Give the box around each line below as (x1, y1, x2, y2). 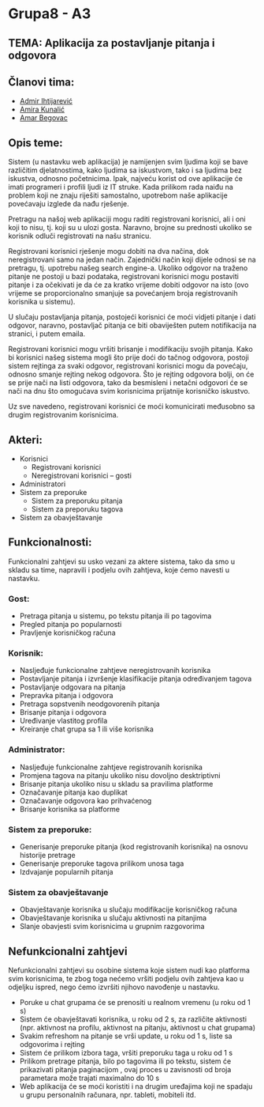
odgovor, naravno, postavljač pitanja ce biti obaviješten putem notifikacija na (8, 321, 257, 331)
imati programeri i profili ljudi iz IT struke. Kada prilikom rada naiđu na (8, 183, 234, 192)
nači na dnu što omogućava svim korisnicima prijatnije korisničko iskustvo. (8, 387, 251, 396)
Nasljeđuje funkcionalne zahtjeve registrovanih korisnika (19, 762, 203, 772)
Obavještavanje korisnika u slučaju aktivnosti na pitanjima (19, 913, 207, 923)
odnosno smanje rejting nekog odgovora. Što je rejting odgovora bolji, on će (8, 369, 255, 380)
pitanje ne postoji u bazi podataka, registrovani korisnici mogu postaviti (8, 272, 239, 281)
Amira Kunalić (19, 104, 65, 115)
